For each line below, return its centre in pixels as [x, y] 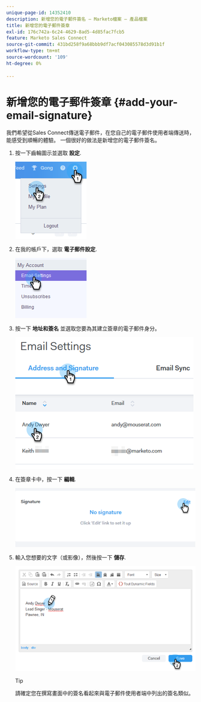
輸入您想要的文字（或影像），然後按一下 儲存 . [70, 557]
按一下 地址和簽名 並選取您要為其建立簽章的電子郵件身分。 [87, 328]
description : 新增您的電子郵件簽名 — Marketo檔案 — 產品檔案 [77, 19]
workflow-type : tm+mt [33, 51]
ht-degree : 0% [24, 63]
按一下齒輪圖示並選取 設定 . [48, 153]
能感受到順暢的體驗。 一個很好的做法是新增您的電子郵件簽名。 [83, 140]
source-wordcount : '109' [37, 57]
